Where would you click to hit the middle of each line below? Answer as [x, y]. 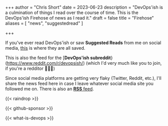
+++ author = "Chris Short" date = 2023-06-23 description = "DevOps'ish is [84, 7]
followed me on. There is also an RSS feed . [50, 89]
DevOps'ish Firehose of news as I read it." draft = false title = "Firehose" [80, 18]
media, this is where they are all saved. [45, 48]
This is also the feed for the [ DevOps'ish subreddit [58, 58]
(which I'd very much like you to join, [124, 63]
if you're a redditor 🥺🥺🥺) [30, 68]
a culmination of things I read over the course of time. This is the [72, 13]
